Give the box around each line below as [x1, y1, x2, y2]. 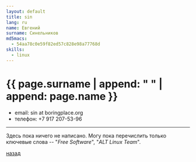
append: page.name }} [6, 89, 118, 103]
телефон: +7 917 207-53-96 [14, 115, 82, 122]
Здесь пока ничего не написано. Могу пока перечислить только [6, 132, 167, 139]
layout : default [6, 8, 45, 15]
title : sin [6, 14, 33, 20]
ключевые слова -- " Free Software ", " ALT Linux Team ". [6, 138, 141, 145]
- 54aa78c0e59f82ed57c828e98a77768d [11, 42, 100, 47]
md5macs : [6, 36, 27, 42]
